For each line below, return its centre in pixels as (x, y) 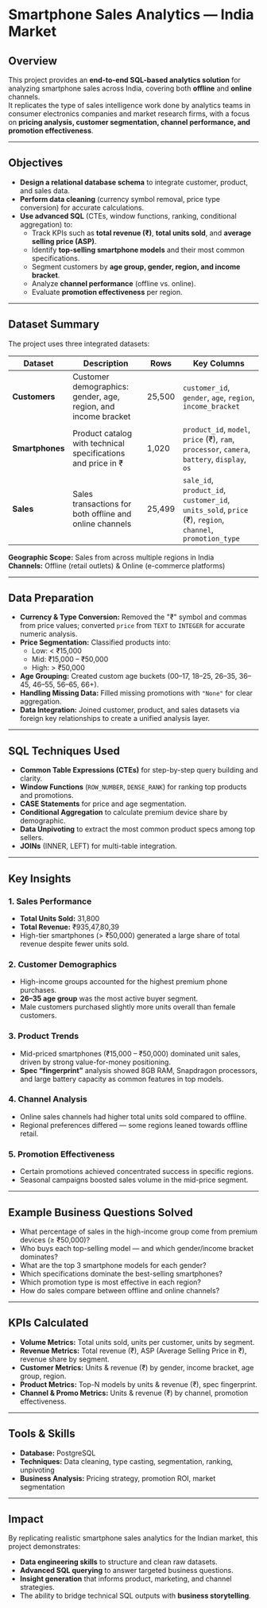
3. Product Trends (44, 1036)
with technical (99, 443)
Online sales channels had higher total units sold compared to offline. (133, 1116)
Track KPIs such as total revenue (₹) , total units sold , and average (141, 233)
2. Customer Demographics (63, 964)
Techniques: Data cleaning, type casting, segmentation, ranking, (126, 1461)
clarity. (31, 779)
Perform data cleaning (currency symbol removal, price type (120, 199)
